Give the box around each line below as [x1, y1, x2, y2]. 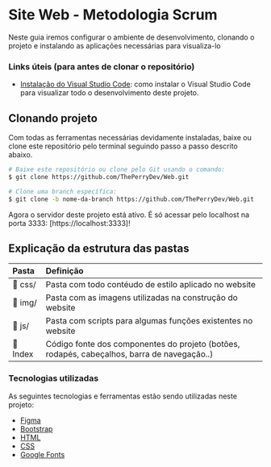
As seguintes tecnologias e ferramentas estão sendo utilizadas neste [8, 391, 238, 401]
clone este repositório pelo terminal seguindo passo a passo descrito [8, 141, 238, 151]
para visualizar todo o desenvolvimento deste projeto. [19, 88, 199, 98]
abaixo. [8, 150, 33, 160]
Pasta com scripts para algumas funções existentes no [45, 315, 253, 327]
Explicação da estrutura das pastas [8, 241, 190, 255]
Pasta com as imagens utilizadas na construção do [45, 292, 238, 303]
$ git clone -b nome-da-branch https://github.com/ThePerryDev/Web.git [8, 195, 254, 203]
